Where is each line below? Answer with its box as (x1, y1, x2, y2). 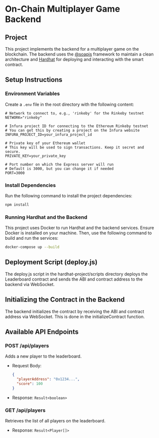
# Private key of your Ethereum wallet (5, 140, 86, 146)
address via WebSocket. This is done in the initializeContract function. (5, 313, 145, 320)
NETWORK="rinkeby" (5, 115, 42, 120)
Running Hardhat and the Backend (5, 213, 87, 220)
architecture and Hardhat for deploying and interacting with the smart (5, 57, 144, 62)
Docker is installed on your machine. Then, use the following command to (5, 230, 152, 236)
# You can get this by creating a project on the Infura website (5, 128, 140, 133)
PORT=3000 (5, 171, 25, 175)
